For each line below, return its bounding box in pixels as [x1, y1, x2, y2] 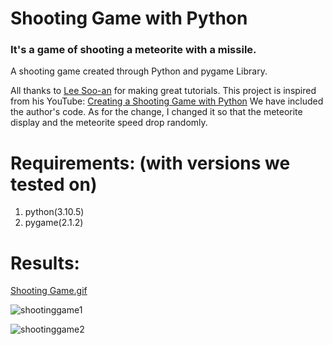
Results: [10, 252, 80, 274]
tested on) [10, 173, 98, 196]
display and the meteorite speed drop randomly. [10, 117, 208, 129]
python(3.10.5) [24, 206, 85, 218]
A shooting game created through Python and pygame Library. [10, 65, 268, 77]
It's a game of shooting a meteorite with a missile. [10, 43, 257, 57]
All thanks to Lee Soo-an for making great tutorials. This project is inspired [10, 85, 317, 97]
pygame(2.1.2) [24, 217, 84, 229]
